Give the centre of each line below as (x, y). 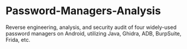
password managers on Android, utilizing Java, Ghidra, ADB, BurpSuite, (93, 33)
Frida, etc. (18, 40)
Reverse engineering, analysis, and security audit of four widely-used (91, 27)
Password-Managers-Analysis (83, 11)
